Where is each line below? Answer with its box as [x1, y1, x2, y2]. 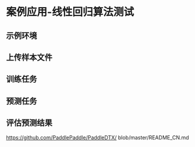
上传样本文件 [6, 52, 53, 62]
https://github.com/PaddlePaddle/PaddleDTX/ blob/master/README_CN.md [6, 133, 189, 141]
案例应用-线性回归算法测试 [6, 5, 135, 19]
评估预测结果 [6, 118, 53, 128]
